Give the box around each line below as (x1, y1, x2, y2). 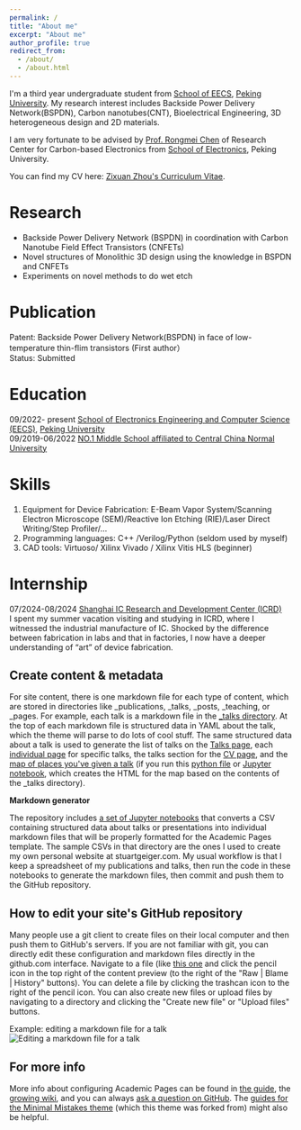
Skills (9, 474, 51, 494)
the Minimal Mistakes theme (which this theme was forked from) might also (9, 1102, 288, 1113)
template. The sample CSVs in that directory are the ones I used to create (9, 841, 281, 852)
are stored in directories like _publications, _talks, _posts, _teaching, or (9, 701, 270, 712)
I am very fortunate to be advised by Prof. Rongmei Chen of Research (9, 134, 267, 145)
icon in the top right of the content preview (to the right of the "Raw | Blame (9, 968, 289, 979)
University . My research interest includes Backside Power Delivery (9, 97, 256, 108)
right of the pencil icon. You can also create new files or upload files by (9, 987, 272, 998)
